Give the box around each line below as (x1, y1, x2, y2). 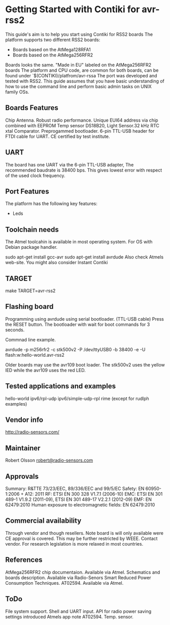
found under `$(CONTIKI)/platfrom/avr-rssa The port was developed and (5, 72, 157, 78)
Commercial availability (5, 517, 82, 525)
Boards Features (5, 103, 58, 112)
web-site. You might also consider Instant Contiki (5, 260, 108, 266)
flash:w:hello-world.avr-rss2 (5, 352, 65, 358)
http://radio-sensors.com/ (5, 429, 60, 435)
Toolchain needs (5, 225, 59, 234)
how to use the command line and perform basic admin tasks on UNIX (5, 83, 152, 90)
